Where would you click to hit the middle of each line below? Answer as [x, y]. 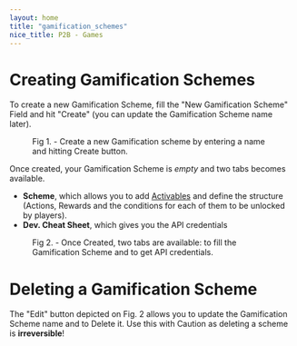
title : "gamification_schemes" [69, 26]
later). [20, 124]
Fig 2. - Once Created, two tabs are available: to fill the [134, 242]
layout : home [34, 18]
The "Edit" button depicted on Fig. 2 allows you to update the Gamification [148, 314]
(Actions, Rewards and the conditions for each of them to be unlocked [154, 206]
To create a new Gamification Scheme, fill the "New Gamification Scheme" [149, 104]
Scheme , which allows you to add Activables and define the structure [153, 196]
